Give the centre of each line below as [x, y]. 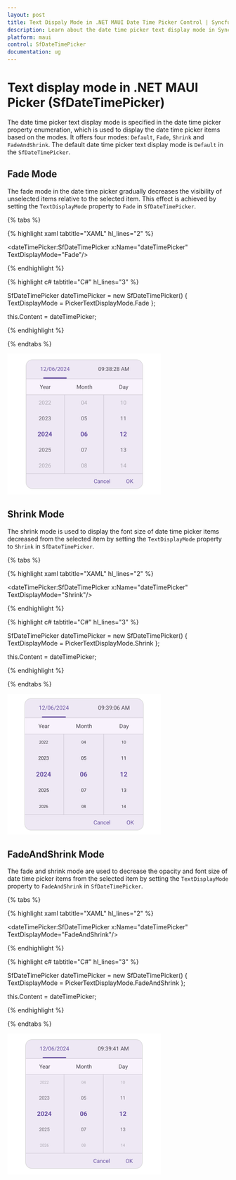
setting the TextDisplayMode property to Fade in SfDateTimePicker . [102, 206]
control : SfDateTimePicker [47, 45]
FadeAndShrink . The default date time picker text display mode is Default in [115, 144]
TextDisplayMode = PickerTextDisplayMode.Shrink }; [84, 643]
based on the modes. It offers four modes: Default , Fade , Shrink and [106, 137]
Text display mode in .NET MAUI [103, 88]
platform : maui [29, 37]
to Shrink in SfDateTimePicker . [51, 546]
